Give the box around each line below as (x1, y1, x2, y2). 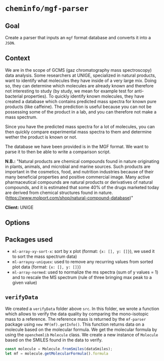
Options (5, 219, 30, 227)
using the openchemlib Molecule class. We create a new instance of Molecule (5, 332, 158, 337)
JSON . (5, 40, 16, 46)
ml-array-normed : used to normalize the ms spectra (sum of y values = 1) (12, 269, 159, 275)
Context (5, 54, 30, 62)
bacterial (5, 93, 23, 99)
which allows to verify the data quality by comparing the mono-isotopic (5, 311, 149, 317)
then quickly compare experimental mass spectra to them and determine (5, 129, 152, 135)
